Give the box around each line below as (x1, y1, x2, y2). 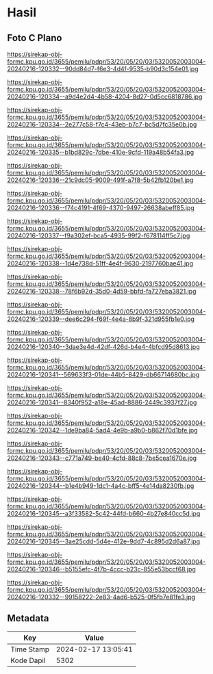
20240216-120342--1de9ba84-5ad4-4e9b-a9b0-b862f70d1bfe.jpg (7, 426, 198, 434)
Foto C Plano (7, 32, 62, 44)
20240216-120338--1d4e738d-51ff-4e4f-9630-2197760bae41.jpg (7, 259, 194, 268)
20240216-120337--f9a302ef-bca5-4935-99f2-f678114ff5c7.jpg (7, 231, 190, 239)
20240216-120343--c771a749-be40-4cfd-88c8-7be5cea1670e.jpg (7, 454, 197, 462)
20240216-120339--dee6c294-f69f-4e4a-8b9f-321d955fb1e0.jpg (7, 315, 195, 323)
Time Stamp (10, 645, 50, 654)
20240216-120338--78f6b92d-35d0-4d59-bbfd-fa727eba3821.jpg (7, 287, 197, 295)
